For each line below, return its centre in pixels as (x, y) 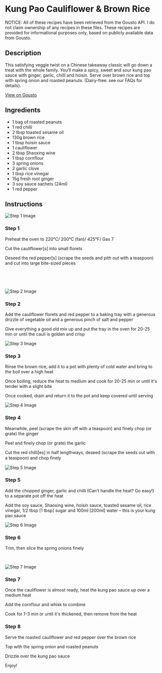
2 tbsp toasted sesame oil (38, 132)
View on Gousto (21, 95)
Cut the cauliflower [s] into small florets (44, 248)
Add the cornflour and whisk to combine (45, 605)
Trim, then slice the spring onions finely (44, 548)
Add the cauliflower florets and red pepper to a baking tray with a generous (80, 314)
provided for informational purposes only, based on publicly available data (79, 33)
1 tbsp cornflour (28, 158)
